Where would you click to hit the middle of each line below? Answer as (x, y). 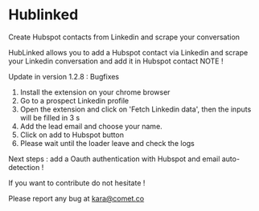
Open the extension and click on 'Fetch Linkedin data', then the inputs (136, 109)
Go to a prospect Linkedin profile (74, 100)
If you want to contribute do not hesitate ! (77, 183)
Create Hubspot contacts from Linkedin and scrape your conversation (124, 37)
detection (24, 167)
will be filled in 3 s (50, 117)
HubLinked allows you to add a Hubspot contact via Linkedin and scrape (128, 52)
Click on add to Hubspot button (72, 135)
